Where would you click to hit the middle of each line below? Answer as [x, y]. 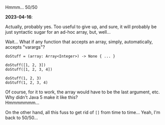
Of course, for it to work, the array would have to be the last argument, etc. [82, 92]
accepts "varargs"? [25, 47]
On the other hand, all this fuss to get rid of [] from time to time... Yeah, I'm [83, 112]
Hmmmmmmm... [22, 103]
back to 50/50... [22, 118]
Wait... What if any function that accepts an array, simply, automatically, [79, 42]
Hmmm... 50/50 [21, 7]
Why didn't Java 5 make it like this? [42, 97]
